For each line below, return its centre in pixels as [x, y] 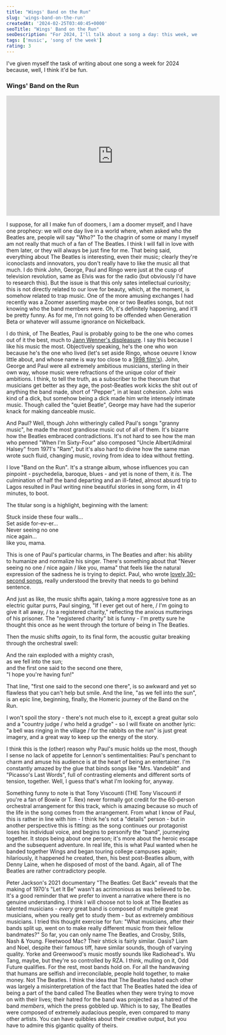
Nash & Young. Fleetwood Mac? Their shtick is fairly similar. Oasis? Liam [97, 941]
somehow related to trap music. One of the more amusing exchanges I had [100, 296]
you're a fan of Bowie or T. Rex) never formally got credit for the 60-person [101, 799]
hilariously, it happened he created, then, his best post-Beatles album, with [100, 858]
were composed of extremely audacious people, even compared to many [98, 1012]
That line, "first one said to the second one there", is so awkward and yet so [101, 687]
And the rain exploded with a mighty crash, [60, 655]
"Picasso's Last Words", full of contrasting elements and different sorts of [99, 775]
